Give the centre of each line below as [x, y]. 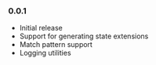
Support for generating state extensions [84, 36]
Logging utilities [45, 53]
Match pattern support [56, 45]
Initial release [41, 28]
